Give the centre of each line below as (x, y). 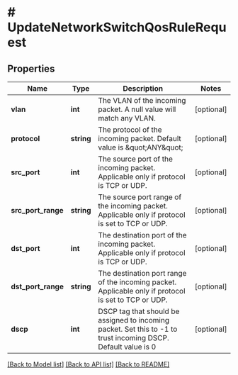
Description (143, 88)
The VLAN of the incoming (142, 100)
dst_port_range (37, 286)
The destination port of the (142, 235)
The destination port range (142, 273)
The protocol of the (130, 130)
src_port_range (37, 210)
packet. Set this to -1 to (138, 329)
